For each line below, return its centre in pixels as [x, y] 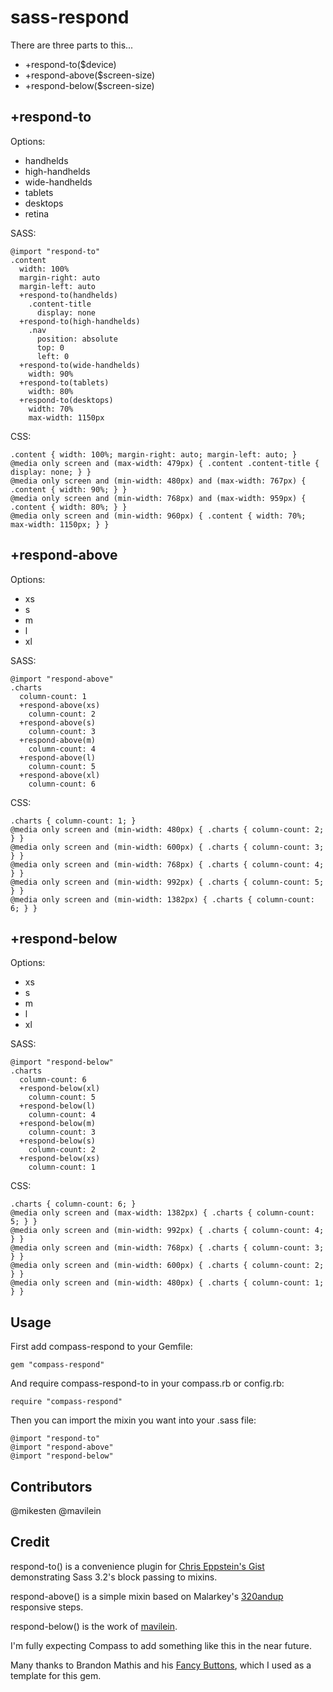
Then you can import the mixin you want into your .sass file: [133, 1420]
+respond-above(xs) [60, 705]
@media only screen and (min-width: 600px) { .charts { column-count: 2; [167, 1266]
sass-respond [70, 17]
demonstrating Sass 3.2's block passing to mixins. [114, 1577]
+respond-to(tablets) [64, 382]
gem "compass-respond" [57, 1365]
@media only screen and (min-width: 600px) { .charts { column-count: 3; [167, 847]
